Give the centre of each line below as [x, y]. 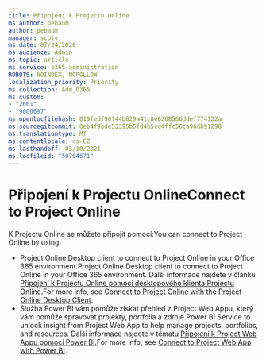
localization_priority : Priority [64, 82]
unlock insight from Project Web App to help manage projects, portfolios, [139, 326]
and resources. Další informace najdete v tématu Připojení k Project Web [138, 334]
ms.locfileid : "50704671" [51, 156]
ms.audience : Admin [40, 52]
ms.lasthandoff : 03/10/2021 [55, 149]
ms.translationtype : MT [48, 133]
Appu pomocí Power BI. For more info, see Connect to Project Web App [135, 342]
